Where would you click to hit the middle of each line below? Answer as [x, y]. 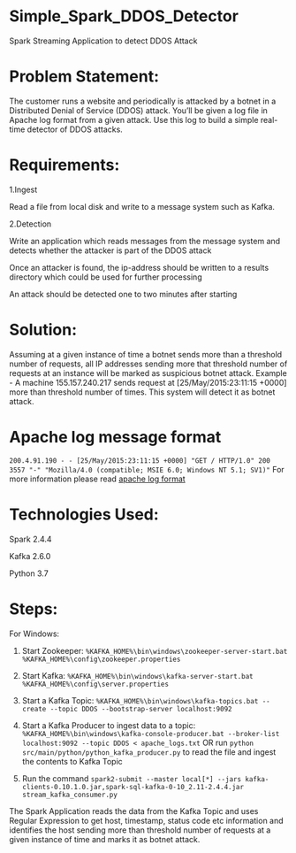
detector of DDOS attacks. [75, 129]
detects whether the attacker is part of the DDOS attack [110, 250]
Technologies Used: [84, 514]
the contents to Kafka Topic [72, 761]
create [34, 709]
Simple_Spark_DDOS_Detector [124, 16]
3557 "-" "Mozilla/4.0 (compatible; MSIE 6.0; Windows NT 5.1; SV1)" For [147, 469]
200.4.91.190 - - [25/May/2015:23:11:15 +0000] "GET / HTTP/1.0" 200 [140, 461]
